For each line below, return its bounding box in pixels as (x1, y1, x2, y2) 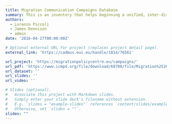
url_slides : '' (5, 73, 38, 79)
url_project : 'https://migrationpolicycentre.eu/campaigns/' (5, 59, 139, 64)
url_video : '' (5, 78, 36, 83)
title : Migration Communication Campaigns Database (5, 7, 118, 13)
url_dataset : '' (5, 68, 40, 74)
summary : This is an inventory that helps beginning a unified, (5, 12, 145, 17)
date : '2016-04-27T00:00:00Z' (5, 36, 70, 41)
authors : (5, 17, 24, 22)
